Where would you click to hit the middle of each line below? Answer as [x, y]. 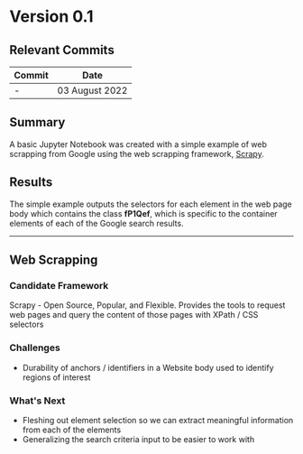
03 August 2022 [92, 90]
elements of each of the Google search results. [96, 223]
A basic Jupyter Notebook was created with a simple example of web [138, 144]
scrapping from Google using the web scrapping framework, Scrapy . [137, 153]
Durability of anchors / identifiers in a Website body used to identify [148, 367]
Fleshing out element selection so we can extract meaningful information [158, 420]
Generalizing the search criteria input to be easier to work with [138, 439]
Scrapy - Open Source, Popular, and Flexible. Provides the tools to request [147, 305]
